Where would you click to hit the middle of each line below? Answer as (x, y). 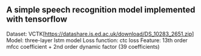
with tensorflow (37, 20)
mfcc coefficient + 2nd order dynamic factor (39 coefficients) (83, 46)
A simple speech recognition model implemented (101, 10)
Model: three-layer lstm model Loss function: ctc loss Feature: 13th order (97, 40)
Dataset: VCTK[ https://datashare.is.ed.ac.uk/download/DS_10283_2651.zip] (100, 34)
